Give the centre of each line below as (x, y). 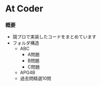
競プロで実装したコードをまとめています (54, 37)
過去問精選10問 (36, 79)
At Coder (24, 9)
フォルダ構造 (26, 43)
